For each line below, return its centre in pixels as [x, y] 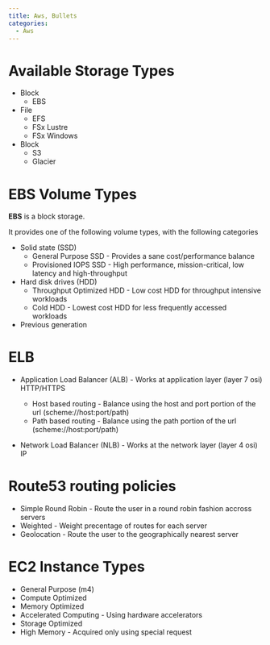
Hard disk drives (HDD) [58, 282]
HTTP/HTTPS [43, 389]
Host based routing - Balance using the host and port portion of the [144, 404]
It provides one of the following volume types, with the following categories [133, 232]
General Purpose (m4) [57, 589]
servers [33, 518]
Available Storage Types [91, 71]
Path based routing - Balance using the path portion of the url [134, 421]
